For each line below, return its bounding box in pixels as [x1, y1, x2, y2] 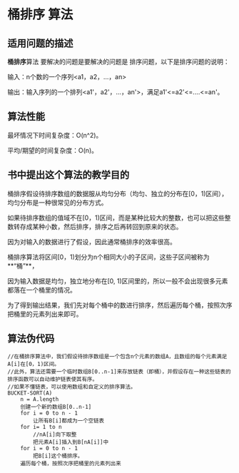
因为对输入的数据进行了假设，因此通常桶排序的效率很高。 [7, 237, 176, 246]
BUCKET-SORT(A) [7, 390, 53, 397]
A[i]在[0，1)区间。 [7, 361, 60, 368]
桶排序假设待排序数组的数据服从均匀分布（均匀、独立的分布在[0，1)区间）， [7, 189, 228, 198]
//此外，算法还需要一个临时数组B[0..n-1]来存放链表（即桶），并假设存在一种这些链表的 [7, 368, 231, 375]
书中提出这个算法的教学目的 [7, 169, 130, 181]
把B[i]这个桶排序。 [33, 452, 83, 460]
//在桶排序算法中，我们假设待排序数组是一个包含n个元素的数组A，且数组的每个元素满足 [7, 353, 228, 360]
